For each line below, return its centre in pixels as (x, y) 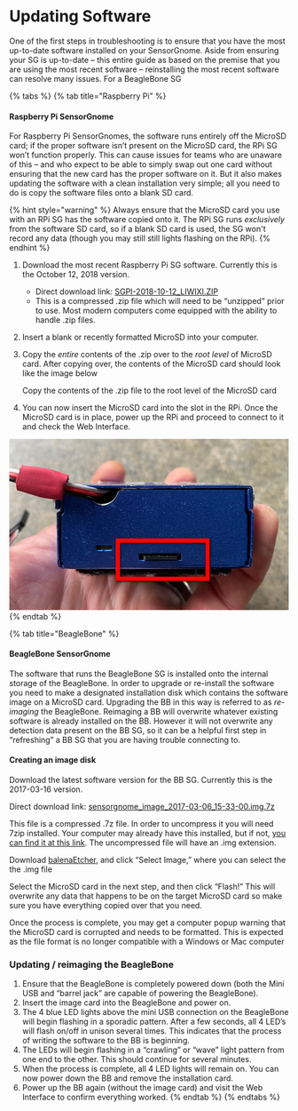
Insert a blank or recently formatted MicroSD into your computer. (140, 337)
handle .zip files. (65, 320)
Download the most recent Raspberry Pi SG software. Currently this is (149, 265)
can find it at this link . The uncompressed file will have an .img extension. (143, 843)
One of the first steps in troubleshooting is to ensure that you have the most (147, 41)
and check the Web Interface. (76, 427)
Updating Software (80, 16)
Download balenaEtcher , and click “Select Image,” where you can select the (148, 859)
